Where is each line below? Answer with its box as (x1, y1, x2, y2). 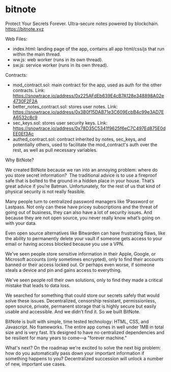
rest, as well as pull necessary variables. (12, 147, 98, 153)
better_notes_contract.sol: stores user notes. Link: (12, 103, 118, 109)
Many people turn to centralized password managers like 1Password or (5, 198, 154, 204)
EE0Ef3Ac (12, 130, 34, 136)
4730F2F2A (12, 98, 38, 104)
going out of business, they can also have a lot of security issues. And (5, 209, 153, 215)
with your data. (5, 220, 37, 226)
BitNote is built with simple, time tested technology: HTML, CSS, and (5, 318, 149, 324)
